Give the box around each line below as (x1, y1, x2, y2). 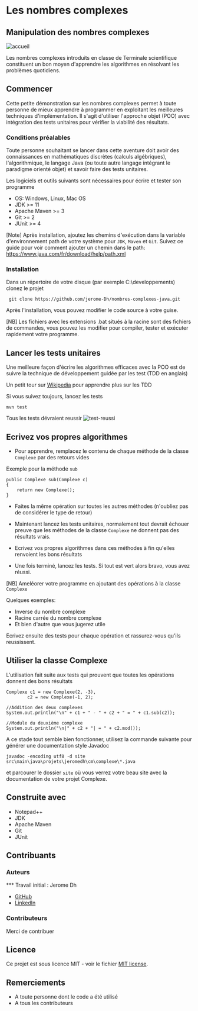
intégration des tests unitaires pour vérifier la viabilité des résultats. (6, 118, 170, 125)
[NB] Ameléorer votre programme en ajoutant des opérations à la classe (6, 580, 181, 587)
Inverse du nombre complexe (14, 608, 86, 616)
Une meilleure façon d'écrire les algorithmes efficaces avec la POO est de (6, 363, 186, 371)
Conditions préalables (6, 133, 71, 141)
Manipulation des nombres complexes (6, 27, 150, 37)
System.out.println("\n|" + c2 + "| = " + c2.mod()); (6, 725, 141, 731)
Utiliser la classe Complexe (6, 655, 108, 666)
